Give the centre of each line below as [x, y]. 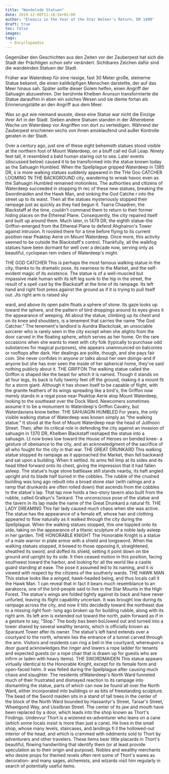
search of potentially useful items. [40, 766]
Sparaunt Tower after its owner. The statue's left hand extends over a [77, 632]
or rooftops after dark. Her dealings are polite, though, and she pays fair [80, 353]
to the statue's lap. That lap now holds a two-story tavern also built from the [84, 492]
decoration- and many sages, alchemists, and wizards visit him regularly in [83, 760]
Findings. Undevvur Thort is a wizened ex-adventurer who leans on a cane [83, 717]
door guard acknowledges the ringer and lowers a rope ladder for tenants [81, 648]
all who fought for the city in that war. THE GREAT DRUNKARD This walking [83, 449]
